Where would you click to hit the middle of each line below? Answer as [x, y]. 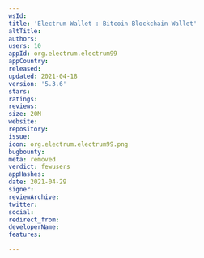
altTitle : [25, 31]
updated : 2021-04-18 [43, 76]
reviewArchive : [34, 197]
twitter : [23, 204]
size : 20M [25, 114]
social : [21, 212]
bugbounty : [27, 152]
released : [25, 69]
